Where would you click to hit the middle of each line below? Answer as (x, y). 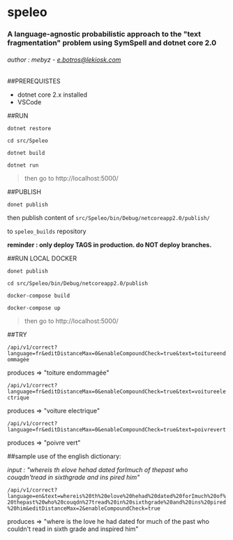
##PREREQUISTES (34, 81)
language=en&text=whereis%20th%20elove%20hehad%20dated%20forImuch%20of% (117, 497)
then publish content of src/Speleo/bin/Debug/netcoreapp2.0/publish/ (109, 218)
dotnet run (23, 165)
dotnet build (26, 153)
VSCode (29, 102)
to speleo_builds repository (47, 231)
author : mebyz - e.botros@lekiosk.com (64, 60)
